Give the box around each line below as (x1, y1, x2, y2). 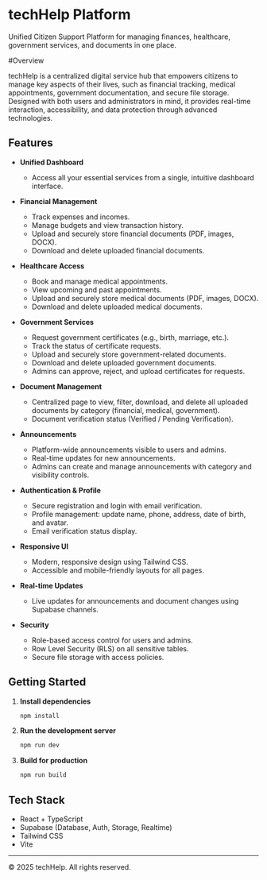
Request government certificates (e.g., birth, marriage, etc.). (31, 332, 229, 342)
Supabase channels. (31, 604, 99, 614)
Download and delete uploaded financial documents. (31, 245, 205, 255)
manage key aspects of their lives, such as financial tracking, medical (8, 79, 236, 89)
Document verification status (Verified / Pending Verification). (31, 414, 234, 423)
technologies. (8, 113, 53, 122)
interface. (31, 181, 64, 191)
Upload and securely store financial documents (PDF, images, (31, 229, 234, 238)
